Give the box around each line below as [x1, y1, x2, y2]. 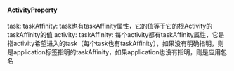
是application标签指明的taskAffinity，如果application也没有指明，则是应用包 [7, 48, 227, 56]
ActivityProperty [7, 6, 58, 14]
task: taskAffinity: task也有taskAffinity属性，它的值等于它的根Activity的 [7, 22, 213, 31]
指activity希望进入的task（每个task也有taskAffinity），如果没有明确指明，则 [7, 39, 224, 48]
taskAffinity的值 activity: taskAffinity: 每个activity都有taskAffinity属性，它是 [7, 31, 225, 39]
